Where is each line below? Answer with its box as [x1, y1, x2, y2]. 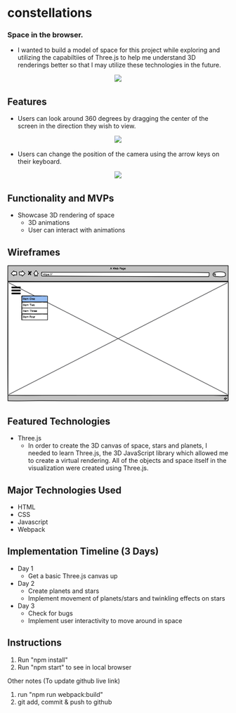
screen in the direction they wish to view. [17, 122, 136, 131]
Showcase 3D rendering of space [17, 211, 115, 219]
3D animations [27, 218, 70, 227]
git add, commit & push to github [17, 698, 112, 706]
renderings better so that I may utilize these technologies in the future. [17, 61, 221, 70]
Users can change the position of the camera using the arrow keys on [17, 150, 220, 159]
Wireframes [7, 246, 61, 258]
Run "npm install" [17, 655, 68, 664]
